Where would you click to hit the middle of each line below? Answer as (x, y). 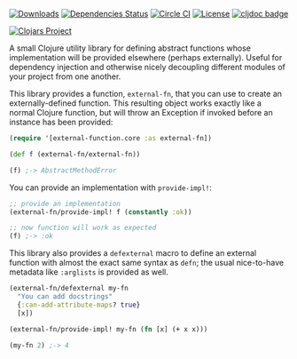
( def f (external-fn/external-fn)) (75, 154)
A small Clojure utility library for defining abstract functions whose (130, 48)
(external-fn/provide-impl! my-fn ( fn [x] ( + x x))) (109, 329)
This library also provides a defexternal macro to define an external (133, 253)
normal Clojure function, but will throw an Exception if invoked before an (141, 112)
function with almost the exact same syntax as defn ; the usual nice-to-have (147, 263)
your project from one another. (65, 76)
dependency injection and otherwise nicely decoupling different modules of (147, 67)
